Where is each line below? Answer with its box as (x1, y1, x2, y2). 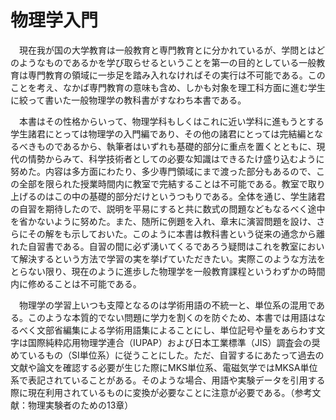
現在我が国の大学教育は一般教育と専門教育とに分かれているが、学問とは (18, 44, 317, 56)
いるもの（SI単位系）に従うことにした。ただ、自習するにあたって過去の (27, 349, 325, 361)
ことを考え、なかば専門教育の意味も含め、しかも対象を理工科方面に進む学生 (10, 81, 326, 93)
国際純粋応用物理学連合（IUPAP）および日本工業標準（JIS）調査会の (27, 336, 312, 348)
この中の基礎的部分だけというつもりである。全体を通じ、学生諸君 (53, 190, 326, 202)
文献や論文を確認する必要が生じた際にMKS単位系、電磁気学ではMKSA (10, 361, 301, 373)
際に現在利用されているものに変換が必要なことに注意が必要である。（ (10, 386, 295, 398)
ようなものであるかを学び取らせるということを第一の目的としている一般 (18, 56, 317, 68)
